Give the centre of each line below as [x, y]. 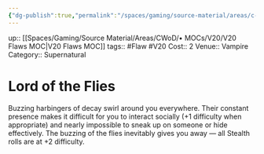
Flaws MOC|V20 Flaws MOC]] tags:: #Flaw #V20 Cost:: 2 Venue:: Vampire [128, 46]
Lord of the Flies [62, 86]
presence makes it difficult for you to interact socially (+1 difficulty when [125, 116]
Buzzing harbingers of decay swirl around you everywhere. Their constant [128, 108]
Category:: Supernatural [47, 54]
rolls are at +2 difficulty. [46, 141]
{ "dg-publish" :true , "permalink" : [63, 15]
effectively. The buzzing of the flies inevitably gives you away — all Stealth [129, 133]
